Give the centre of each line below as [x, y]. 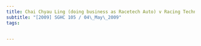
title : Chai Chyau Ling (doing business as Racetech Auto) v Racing [93, 12]
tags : [13, 23]
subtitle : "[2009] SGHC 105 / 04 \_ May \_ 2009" [64, 17]
